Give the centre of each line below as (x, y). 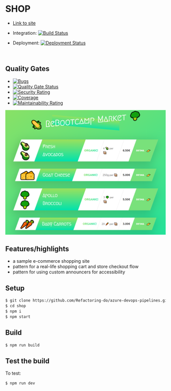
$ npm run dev (20, 383)
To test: (13, 373)
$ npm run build (22, 345)
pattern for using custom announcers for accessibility (69, 272)
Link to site (24, 23)
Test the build (27, 361)
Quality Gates (27, 69)
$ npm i (13, 311)
